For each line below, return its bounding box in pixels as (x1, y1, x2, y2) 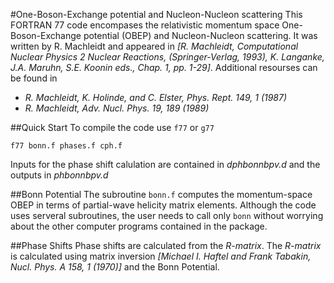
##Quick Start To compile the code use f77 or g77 (10, 122, 215, 133)
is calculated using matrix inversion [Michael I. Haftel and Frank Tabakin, (10, 250, 312, 262)
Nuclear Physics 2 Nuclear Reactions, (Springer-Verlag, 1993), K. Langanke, (10, 51, 325, 63)
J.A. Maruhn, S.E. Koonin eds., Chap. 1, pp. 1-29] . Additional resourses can (10, 62, 318, 73)
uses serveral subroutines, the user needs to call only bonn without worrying (10, 210, 324, 221)
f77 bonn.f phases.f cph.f (10, 141, 123, 151)
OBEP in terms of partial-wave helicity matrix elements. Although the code (10, 199, 317, 211)
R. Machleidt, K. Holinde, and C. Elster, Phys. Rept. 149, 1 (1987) (24, 92, 288, 103)
